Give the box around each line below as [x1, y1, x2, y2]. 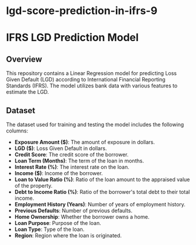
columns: [6, 127, 29, 134]
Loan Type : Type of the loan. [14, 226, 85, 233]
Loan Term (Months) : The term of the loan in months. [14, 157, 145, 164]
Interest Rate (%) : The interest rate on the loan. [14, 164, 130, 171]
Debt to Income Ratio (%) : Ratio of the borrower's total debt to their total [14, 189, 190, 195]
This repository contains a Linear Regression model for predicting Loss [6, 70, 177, 77]
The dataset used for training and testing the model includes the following [6, 121, 184, 128]
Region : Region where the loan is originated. [14, 232, 122, 239]
